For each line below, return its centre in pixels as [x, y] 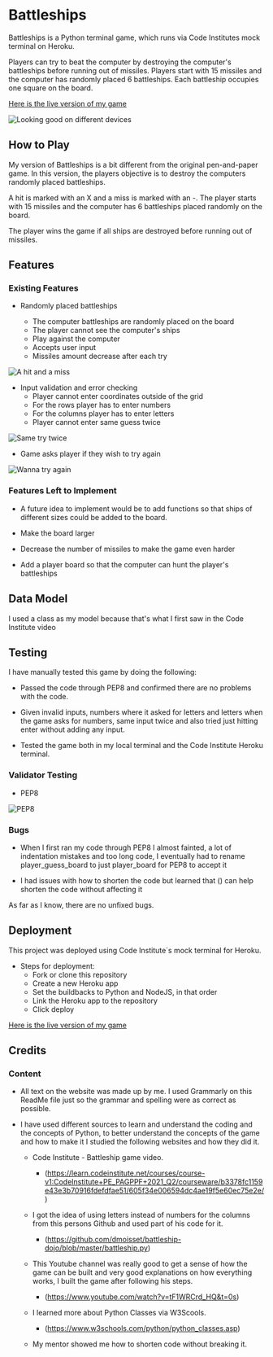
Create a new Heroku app [75, 983]
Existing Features [43, 288]
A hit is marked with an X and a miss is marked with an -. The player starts [132, 198]
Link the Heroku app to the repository [95, 1000]
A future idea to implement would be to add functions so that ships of [136, 508]
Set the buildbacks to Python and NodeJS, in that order [125, 991]
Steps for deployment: [57, 965]
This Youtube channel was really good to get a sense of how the [140, 1264]
